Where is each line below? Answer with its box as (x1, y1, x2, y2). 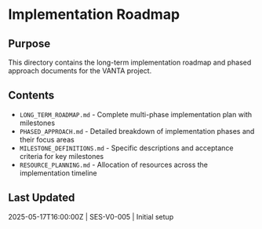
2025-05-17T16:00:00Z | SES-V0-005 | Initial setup (8, 212, 174, 221)
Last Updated (8, 191, 75, 205)
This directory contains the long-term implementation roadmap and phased (8, 57, 252, 67)
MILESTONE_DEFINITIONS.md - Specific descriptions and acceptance (19, 143, 234, 153)
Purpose (8, 37, 51, 50)
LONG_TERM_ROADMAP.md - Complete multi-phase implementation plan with (19, 109, 253, 119)
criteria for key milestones (19, 151, 104, 161)
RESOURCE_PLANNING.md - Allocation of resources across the (19, 160, 209, 169)
